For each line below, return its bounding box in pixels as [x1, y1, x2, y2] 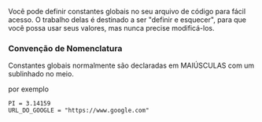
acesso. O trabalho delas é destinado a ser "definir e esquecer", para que [8, 15, 246, 24]
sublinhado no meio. [8, 69, 75, 79]
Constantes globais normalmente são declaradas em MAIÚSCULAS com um [8, 61, 255, 70]
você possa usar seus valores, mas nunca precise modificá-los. [8, 24, 215, 32]
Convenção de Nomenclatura [8, 43, 123, 54]
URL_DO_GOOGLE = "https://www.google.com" [8, 106, 149, 115]
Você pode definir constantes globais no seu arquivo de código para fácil [8, 7, 246, 16]
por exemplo [8, 84, 50, 94]
